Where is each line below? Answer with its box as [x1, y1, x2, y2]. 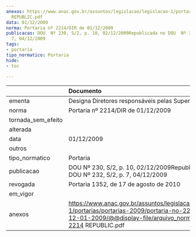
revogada [9, 180, 35, 188]
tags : [6, 42, 19, 47]
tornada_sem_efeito [9, 116, 63, 124]
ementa [9, 97, 30, 105]
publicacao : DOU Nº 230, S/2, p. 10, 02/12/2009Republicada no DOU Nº [6, 30, 187, 36]
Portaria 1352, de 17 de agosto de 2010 [68, 180, 181, 188]
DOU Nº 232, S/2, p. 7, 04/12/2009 [68, 171, 167, 179]
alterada [9, 125, 32, 133]
